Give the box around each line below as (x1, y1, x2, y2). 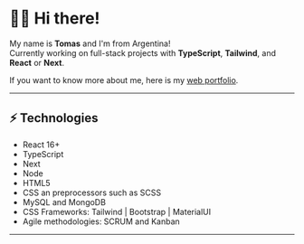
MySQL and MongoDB (22, 196, 107, 207)
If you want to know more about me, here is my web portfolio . (9, 74, 239, 85)
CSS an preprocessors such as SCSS (22, 187, 161, 198)
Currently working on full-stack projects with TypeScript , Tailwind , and (9, 47, 276, 58)
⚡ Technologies (9, 110, 99, 126)
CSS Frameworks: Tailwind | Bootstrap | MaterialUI (22, 206, 212, 217)
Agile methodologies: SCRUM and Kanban (22, 216, 181, 227)
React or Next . (9, 57, 65, 68)
